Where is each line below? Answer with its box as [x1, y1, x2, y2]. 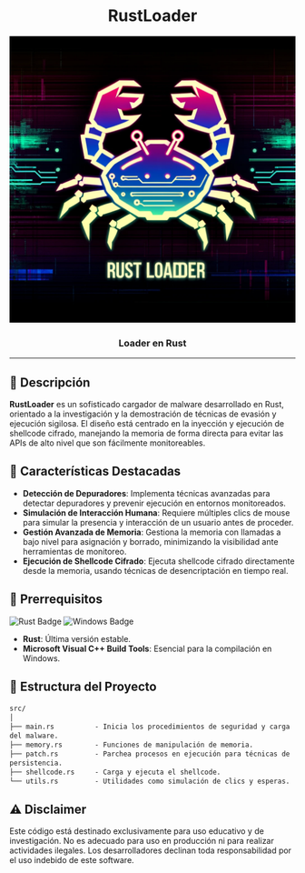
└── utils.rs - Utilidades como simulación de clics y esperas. [9, 777, 290, 787]
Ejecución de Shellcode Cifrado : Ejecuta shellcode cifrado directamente [22, 556, 295, 567]
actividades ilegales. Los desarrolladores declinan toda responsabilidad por [9, 845, 292, 856]
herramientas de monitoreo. [22, 546, 127, 557]
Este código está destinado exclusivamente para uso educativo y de [9, 826, 265, 837]
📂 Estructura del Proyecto [9, 679, 157, 695]
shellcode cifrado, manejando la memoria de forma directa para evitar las [9, 428, 284, 439]
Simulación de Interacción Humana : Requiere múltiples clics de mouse [22, 507, 290, 518]
